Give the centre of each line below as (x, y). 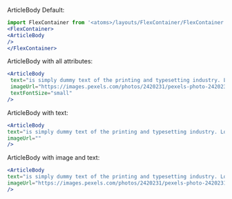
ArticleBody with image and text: (54, 158)
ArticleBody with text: (38, 112)
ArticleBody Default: (36, 10)
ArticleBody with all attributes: (50, 61)
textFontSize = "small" (41, 93)
